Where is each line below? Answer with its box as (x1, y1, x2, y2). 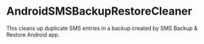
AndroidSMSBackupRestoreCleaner (6, 4, 192, 18)
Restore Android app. (6, 31, 60, 38)
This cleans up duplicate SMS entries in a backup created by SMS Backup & (6, 24, 198, 32)
